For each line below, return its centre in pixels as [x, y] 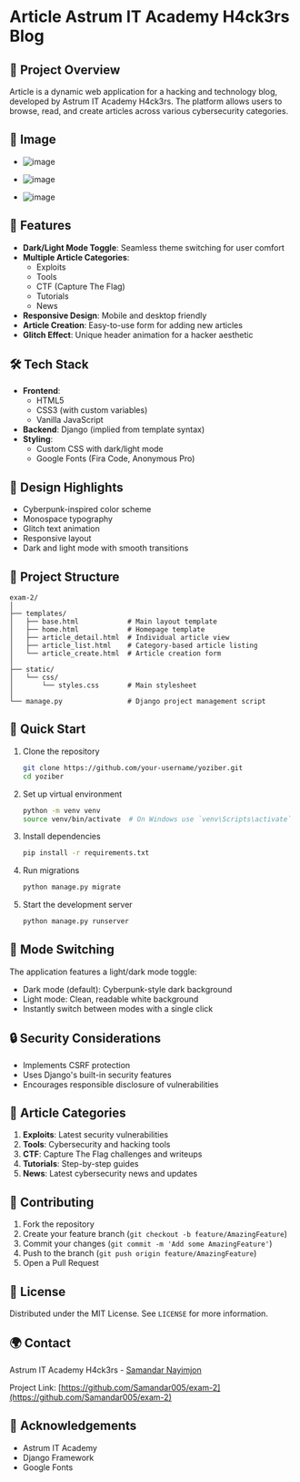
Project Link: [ [35, 1387]
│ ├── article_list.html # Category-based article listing [134, 646]
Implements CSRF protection [76, 1065]
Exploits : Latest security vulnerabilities [95, 1135]
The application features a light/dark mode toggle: [103, 972]
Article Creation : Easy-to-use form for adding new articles [133, 324]
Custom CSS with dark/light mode [100, 449]
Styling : [38, 439]
